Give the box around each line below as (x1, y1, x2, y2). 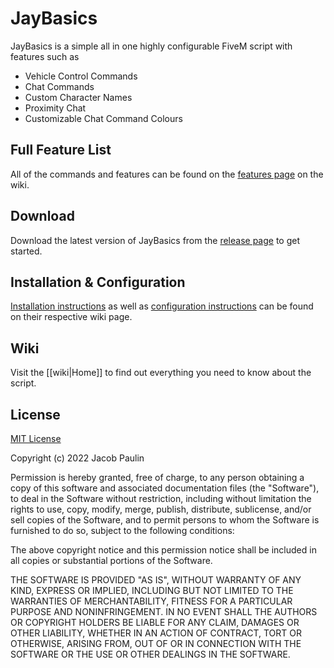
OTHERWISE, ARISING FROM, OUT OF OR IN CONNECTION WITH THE (10, 638, 302, 649)
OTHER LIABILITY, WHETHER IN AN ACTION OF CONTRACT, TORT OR (10, 627, 302, 639)
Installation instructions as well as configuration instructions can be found (10, 300, 314, 312)
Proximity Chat (24, 102, 87, 114)
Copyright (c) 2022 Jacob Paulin (10, 452, 145, 464)
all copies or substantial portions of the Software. (10, 555, 213, 566)
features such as (10, 50, 80, 62)
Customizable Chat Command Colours (24, 112, 183, 124)
